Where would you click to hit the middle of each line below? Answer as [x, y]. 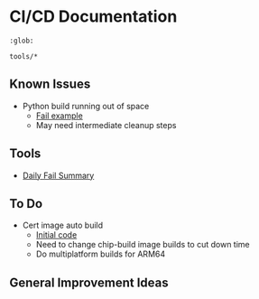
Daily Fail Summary [58, 175]
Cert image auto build [63, 225]
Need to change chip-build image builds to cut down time [143, 245]
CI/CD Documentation [93, 17]
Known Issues [50, 84]
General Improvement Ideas [89, 282]
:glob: [22, 41]
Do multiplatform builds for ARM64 [101, 254]
